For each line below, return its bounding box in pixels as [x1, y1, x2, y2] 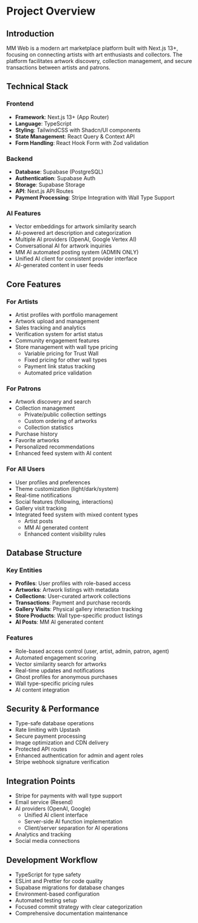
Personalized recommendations [15, 443, 95, 450]
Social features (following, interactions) [15, 498, 114, 505]
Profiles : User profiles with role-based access [15, 580, 131, 587]
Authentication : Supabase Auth [15, 174, 96, 181]
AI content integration [15, 686, 70, 693]
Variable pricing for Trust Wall [24, 350, 99, 357]
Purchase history [15, 430, 58, 438]
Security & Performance [6, 703, 100, 714]
